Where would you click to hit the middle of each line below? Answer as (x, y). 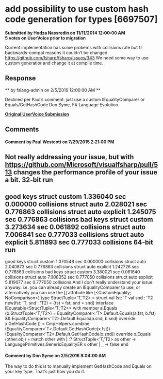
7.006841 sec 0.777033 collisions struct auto (75, 235)
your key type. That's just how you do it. (45, 372)
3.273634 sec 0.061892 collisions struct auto (75, 227)
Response (21, 78)
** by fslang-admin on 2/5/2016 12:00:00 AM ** (53, 90)
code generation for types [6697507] (81, 19)
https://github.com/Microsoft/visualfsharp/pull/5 (81, 165)
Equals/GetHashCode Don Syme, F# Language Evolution (62, 104)
